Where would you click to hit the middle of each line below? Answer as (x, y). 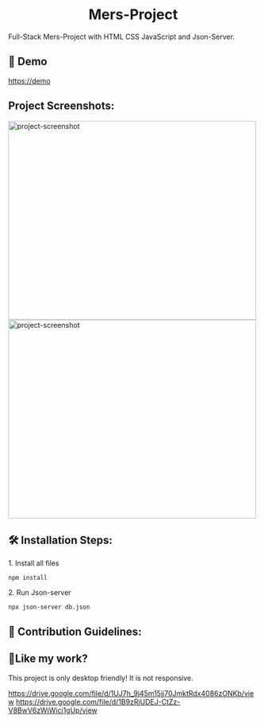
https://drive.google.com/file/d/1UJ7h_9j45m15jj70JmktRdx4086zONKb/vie (131, 693)
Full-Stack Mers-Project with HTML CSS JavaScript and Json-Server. (122, 37)
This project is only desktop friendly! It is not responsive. (101, 678)
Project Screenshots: (61, 106)
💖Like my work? (48, 659)
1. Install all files (34, 563)
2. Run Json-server (40, 593)
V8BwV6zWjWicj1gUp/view (53, 710)
